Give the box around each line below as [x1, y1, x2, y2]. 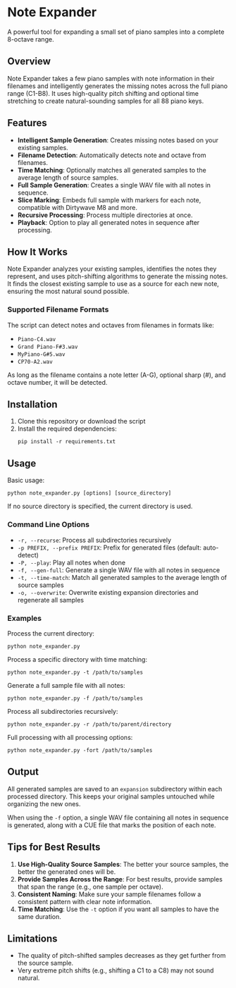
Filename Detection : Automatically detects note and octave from [17, 151, 206, 159]
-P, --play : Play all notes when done [17, 558, 125, 567]
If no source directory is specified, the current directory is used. [7, 502, 193, 511]
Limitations [7, 932, 58, 944]
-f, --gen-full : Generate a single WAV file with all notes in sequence [17, 565, 221, 574]
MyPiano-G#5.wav [17, 350, 66, 358]
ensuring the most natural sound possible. [7, 287, 130, 296]
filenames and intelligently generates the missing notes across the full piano [7, 82, 228, 90]
